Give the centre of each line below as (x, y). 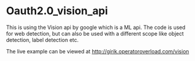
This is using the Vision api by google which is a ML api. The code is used (96, 27)
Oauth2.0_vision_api (57, 11)
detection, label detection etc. (42, 40)
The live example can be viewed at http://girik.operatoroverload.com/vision (97, 51)
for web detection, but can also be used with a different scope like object (95, 33)
